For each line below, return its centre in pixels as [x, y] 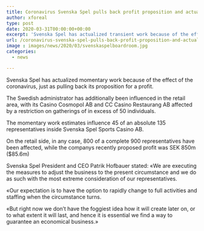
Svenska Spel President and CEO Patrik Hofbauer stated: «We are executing [102, 165]
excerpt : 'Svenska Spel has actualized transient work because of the [97, 35]
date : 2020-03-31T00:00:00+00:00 [49, 29]
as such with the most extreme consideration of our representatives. [92, 178]
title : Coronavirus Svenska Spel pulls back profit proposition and [95, 12]
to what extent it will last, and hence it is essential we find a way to [90, 215]
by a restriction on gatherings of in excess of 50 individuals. [81, 111]
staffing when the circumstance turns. [54, 197]
